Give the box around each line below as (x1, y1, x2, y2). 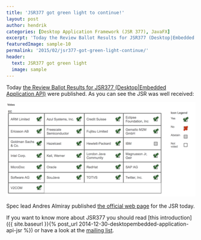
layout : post (6, 16, 39, 22)
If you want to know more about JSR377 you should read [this (6, 214, 159, 221)
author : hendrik (6, 22, 47, 28)
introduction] (160, 214, 192, 221)
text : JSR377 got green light (11, 60, 87, 66)
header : (6, 54, 26, 60)
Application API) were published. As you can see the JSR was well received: (6, 90, 194, 97)
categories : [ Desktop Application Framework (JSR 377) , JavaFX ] (6, 29, 170, 35)
